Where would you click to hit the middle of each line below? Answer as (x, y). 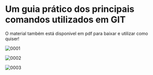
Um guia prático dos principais (70, 9)
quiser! (12, 39)
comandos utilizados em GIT (66, 20)
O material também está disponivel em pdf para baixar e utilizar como (77, 33)
